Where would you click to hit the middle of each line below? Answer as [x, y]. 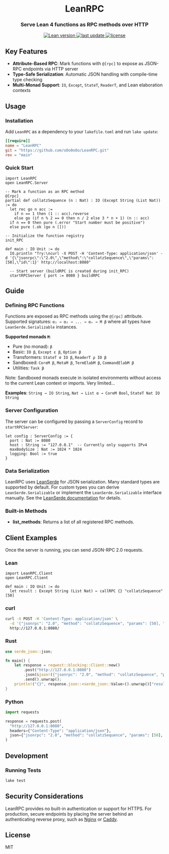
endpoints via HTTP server [50, 69]
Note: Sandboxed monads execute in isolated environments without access [83, 378]
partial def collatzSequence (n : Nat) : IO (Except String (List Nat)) [83, 200]
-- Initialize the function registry [45, 236]
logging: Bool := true [33, 454]
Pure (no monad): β [32, 347]
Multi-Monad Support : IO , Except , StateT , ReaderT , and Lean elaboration [88, 85]
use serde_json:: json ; [29, 652]
